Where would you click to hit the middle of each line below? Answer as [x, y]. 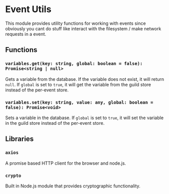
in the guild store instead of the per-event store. [55, 123]
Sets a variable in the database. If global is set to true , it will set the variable [84, 118]
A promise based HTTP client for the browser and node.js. [66, 163]
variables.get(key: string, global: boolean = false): [74, 64]
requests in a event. [26, 34]
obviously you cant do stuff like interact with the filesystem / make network [83, 28]
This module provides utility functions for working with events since [76, 23]
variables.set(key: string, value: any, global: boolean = [79, 102]
